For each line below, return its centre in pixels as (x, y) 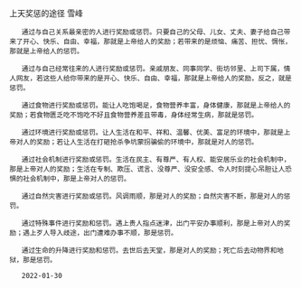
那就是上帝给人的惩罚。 (47, 51)
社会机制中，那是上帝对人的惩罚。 (76, 179)
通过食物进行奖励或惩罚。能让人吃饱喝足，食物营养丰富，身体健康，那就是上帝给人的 (156, 106)
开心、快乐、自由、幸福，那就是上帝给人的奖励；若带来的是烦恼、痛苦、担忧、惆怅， (157, 42)
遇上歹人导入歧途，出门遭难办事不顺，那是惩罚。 (100, 233)
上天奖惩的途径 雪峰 (46, 13)
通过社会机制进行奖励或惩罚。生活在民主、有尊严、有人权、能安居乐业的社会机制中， (156, 160)
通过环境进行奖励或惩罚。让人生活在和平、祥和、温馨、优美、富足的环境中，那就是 (153, 133)
